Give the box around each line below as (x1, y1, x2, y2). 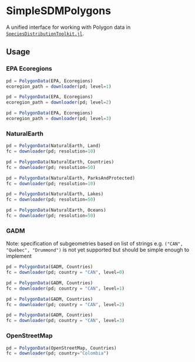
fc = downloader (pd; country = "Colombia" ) (6, 350, 109, 357)
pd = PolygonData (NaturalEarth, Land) (6, 143, 101, 149)
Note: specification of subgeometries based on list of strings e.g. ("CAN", (6, 240, 183, 247)
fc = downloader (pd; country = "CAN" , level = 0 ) (6, 270, 125, 275)
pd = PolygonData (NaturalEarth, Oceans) (6, 207, 107, 213)
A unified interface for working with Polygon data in (6, 24, 131, 31)
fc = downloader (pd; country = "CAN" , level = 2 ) (6, 301, 125, 307)
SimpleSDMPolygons (6, 4, 112, 18)
